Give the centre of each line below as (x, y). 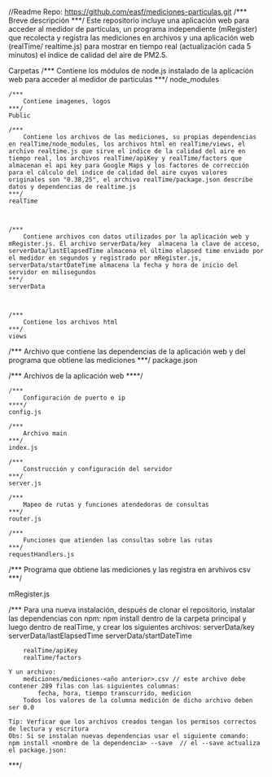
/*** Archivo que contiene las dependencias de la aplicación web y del (127, 351)
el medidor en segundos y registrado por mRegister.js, (105, 258)
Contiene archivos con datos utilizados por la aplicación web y (136, 237)
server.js (25, 483)
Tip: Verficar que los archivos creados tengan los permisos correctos (132, 722)
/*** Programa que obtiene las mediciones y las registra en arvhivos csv (129, 570)
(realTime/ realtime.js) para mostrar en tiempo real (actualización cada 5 (130, 46)
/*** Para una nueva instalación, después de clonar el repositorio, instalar (132, 610)
